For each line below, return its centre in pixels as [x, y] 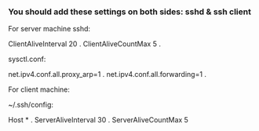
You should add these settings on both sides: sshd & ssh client [129, 12]
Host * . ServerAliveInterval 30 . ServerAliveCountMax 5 [98, 120]
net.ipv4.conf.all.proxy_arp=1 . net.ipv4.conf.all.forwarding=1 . [107, 75]
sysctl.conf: [27, 59]
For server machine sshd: [49, 29]
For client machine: [39, 89]
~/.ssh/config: [31, 105]
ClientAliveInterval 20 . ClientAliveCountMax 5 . [84, 44]
